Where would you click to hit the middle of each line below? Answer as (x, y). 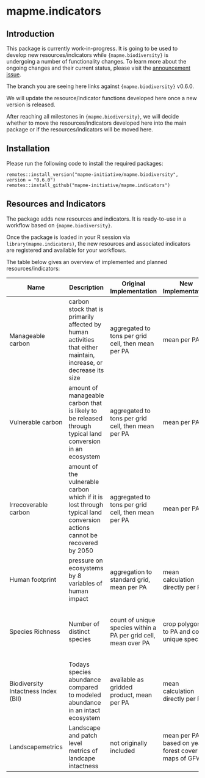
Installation (28, 149)
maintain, (82, 354)
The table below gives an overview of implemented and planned (87, 262)
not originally (129, 743)
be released (85, 418)
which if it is (86, 497)
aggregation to (131, 571)
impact (78, 598)
